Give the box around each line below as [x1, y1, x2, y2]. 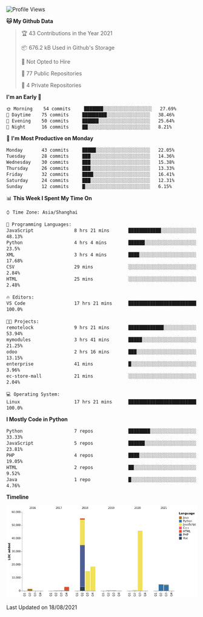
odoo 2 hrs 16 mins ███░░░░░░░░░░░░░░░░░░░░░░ [6, 349, 197, 355]
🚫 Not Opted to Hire [21, 58, 71, 65]
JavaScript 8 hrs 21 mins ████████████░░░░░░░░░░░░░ [6, 228, 197, 234]
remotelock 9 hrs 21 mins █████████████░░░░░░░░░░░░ [6, 325, 197, 331]
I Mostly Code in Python [6, 416, 68, 423]
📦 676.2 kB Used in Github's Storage [21, 44, 115, 51]
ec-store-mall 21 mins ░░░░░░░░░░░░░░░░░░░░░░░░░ [6, 373, 197, 379]
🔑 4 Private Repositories [21, 82, 82, 89]
